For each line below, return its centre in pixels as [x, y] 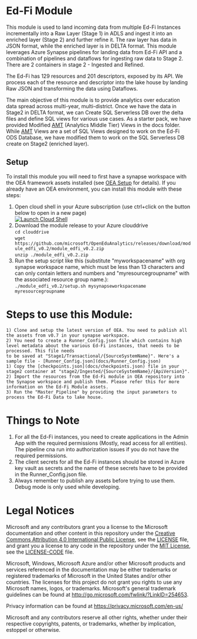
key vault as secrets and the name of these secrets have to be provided [101, 468]
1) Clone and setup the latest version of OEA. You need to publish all [97, 330]
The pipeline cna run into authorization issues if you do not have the [97, 449]
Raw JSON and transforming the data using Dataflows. [72, 88]
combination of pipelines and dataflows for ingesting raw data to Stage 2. [95, 58]
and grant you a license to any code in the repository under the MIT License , [98, 545]
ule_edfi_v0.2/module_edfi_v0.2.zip [59, 248]
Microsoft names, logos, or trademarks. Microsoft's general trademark [91, 588]
